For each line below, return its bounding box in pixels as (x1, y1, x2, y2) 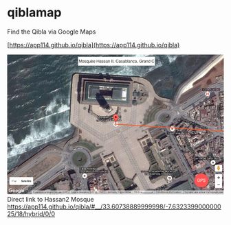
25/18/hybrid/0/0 (7, 209, 55, 217)
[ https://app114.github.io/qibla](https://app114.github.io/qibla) (7, 40, 180, 49)
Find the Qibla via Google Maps (7, 27, 96, 36)
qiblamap (7, 5, 62, 21)
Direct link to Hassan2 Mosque (7, 195, 94, 203)
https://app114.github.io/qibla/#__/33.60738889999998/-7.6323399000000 (7, 202, 221, 211)
